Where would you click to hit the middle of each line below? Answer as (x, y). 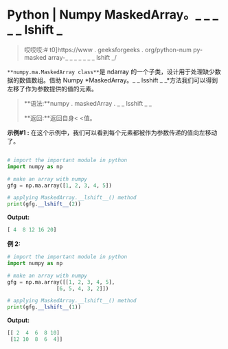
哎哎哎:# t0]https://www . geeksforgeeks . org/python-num (108, 49)
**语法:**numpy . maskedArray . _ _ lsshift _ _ (88, 103)
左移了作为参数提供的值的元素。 (52, 89)
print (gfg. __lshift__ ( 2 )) (44, 204)
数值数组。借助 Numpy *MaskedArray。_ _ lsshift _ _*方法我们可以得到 (118, 80)
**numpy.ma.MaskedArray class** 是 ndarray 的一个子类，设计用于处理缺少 (111, 71)
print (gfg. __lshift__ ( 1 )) (44, 307)
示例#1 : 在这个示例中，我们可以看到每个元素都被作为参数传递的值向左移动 (112, 133)
